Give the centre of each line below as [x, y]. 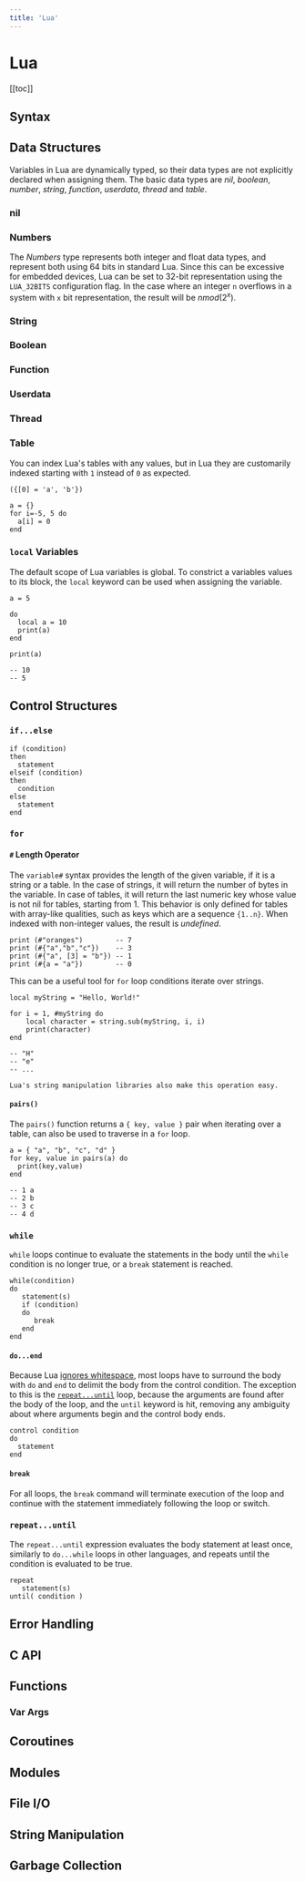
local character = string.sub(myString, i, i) [116, 1022]
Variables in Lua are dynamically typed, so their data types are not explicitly [151, 170]
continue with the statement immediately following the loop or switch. [140, 1503]
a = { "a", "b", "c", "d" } [63, 1150]
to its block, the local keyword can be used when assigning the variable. [146, 581]
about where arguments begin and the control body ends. [117, 1414]
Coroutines [42, 1742]
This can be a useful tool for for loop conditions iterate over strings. [137, 981]
